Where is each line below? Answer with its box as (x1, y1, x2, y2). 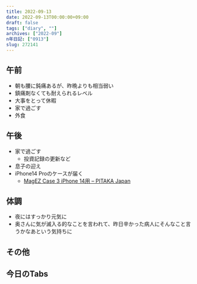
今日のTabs (6, 269, 49, 279)
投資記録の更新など (23, 155, 71, 162)
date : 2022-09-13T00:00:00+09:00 (6, 14, 89, 20)
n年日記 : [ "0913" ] (6, 36, 49, 42)
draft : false (6, 20, 39, 25)
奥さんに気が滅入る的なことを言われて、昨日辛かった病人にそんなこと (14, 221, 186, 228)
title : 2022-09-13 (6, 8, 52, 15)
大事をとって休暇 (14, 97, 56, 104)
